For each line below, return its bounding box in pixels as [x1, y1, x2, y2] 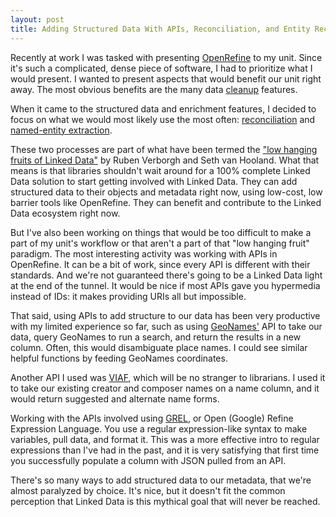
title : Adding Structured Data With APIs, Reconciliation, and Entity [10, 24, 311, 34]
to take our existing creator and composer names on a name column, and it [10, 382, 320, 394]
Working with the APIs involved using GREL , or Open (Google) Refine [10, 412, 294, 424]
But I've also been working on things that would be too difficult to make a [10, 226, 312, 238]
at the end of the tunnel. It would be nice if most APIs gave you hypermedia [10, 279, 321, 291]
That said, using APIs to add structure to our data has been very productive [10, 309, 321, 321]
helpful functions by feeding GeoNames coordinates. [10, 352, 228, 364]
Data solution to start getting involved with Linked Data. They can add [10, 175, 298, 187]
